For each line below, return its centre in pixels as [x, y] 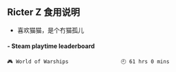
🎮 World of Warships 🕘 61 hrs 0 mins [88, 62]
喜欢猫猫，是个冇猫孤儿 [50, 30]
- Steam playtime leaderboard [51, 46]
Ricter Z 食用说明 [44, 12]
